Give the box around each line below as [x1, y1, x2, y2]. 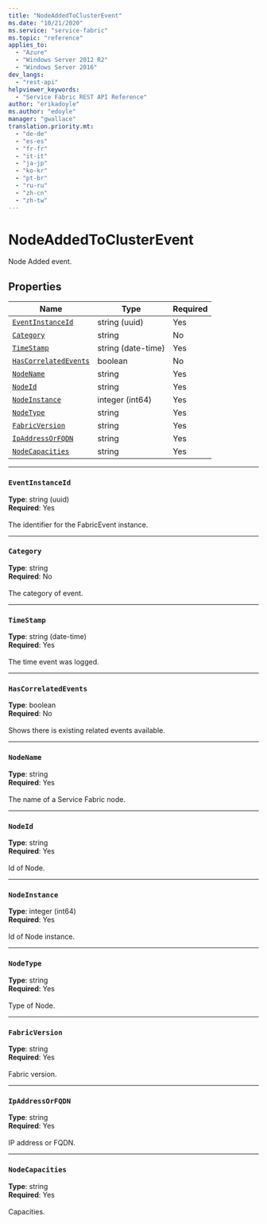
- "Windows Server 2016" [15, 64, 98, 72]
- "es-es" [15, 137, 48, 145]
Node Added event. [8, 257, 72, 266]
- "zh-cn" [15, 188, 48, 197]
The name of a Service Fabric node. [8, 794, 126, 804]
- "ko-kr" [15, 167, 48, 175]
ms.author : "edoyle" [8, 108, 77, 116]
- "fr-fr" [15, 145, 48, 153]
